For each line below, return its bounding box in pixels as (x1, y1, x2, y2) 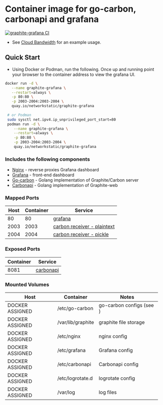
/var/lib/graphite (57, 319, 94, 326)
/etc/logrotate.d (57, 375, 93, 382)
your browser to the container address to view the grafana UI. (12, 72, 136, 77)
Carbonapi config (98, 361, 139, 368)
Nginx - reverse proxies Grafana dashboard (12, 167, 99, 173)
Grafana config (98, 347, 133, 354)
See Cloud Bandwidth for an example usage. (12, 39, 101, 45)
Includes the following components (5, 156, 90, 163)
